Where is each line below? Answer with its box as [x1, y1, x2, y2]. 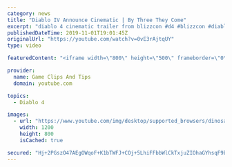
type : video [7, 42, 41, 49]
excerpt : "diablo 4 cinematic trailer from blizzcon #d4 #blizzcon [7, 23, 206, 30]
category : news [7, 10, 51, 17]
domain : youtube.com [13, 80, 72, 87]
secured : [7, 149, 32, 156]
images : [7, 111, 30, 118]
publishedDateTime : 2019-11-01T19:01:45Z [7, 29, 128, 37]
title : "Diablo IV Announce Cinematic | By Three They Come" [7, 17, 187, 23]
